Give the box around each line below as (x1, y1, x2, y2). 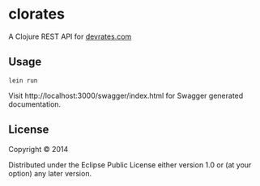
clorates (8, 5, 65, 23)
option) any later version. (8, 168, 92, 178)
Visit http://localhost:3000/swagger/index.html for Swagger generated (8, 91, 244, 100)
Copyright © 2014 (8, 144, 69, 154)
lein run (8, 76, 38, 85)
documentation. (8, 99, 62, 109)
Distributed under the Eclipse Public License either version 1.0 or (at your (8, 159, 252, 170)
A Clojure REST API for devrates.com (8, 32, 132, 41)
